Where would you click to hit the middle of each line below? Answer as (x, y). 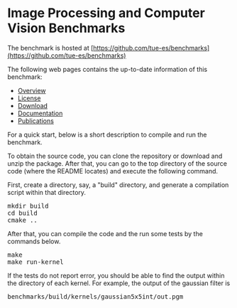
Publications (36, 121)
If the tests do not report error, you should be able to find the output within (116, 275)
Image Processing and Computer (106, 13)
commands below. (34, 241)
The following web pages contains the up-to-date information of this (108, 69)
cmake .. (22, 220)
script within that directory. (47, 192)
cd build (22, 213)
